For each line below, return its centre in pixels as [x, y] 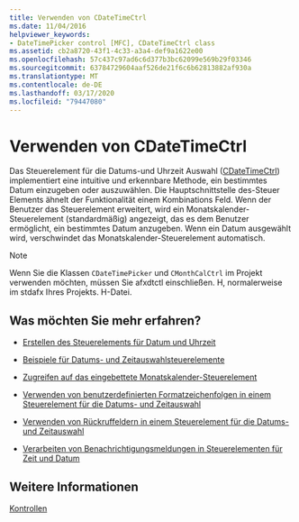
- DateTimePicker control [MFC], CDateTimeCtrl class [113, 43]
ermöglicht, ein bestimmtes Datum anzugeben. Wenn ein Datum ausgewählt [150, 229]
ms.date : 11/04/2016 [48, 26]
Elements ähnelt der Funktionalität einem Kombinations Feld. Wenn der [140, 200]
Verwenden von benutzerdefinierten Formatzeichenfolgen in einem [147, 395]
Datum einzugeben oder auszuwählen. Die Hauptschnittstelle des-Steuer [145, 190]
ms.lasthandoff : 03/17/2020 [62, 93]
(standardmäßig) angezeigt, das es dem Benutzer [157, 219]
